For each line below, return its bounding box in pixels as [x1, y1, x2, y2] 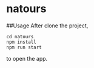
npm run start [6, 44, 42, 50]
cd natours [6, 33, 34, 39]
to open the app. [6, 55, 48, 62]
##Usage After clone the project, [6, 22, 89, 29]
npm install [6, 39, 36, 45]
